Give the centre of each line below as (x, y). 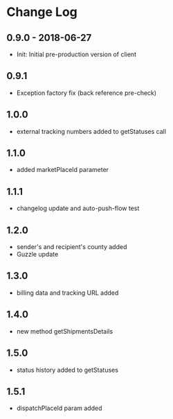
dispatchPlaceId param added (59, 408)
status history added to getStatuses (67, 370)
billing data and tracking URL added (67, 293)
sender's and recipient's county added (72, 247)
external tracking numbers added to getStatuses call (91, 131)
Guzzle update (37, 255)
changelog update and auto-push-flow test (78, 208)
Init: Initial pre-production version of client (76, 54)
